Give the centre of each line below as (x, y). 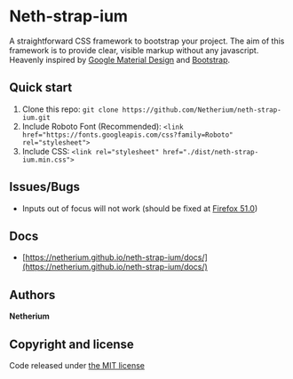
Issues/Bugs (44, 187)
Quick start (41, 87)
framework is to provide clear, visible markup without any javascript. (134, 50)
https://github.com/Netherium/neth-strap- (202, 110)
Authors (32, 295)
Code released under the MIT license (77, 365)
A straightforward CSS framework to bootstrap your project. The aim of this (147, 41)
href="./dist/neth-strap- (211, 152)
